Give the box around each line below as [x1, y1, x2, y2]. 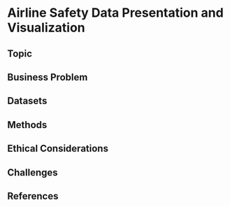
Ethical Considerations [7, 143, 108, 155]
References [7, 190, 59, 202]
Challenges [7, 166, 58, 178]
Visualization [7, 20, 85, 36]
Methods [7, 119, 48, 131]
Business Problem [7, 71, 88, 83]
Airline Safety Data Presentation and [7, 5, 224, 21]
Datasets [7, 95, 48, 107]
